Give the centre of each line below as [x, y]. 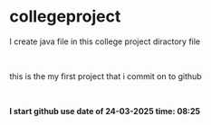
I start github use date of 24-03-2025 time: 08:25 [105, 111]
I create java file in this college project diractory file [105, 41]
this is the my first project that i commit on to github [105, 76]
